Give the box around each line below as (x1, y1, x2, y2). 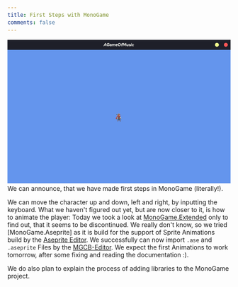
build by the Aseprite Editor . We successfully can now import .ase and (7, 235, 212, 244)
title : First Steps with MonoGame (7, 11, 110, 18)
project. (7, 271, 30, 280)
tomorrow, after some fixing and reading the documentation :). (7, 250, 189, 259)
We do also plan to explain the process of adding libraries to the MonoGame (7, 264, 229, 272)
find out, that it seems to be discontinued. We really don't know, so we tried (7, 220, 228, 229)
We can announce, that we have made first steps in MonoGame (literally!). (7, 184, 223, 192)
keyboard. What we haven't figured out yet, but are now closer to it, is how (7, 205, 225, 213)
